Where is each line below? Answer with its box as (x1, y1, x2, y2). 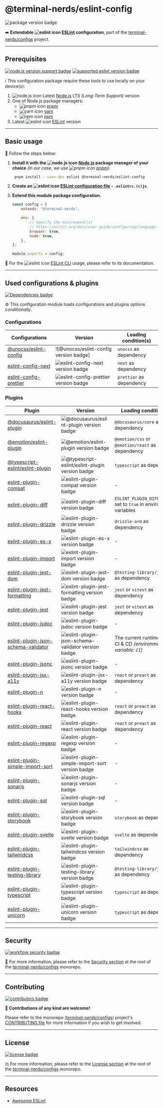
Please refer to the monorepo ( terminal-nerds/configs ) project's (5, 1015, 133, 1021)
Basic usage (5, 138, 43, 146)
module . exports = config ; (12, 251, 65, 257)
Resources (5, 1085, 38, 1093)
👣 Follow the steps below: (5, 150, 57, 156)
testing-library (7, 871, 41, 878)
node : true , (30, 233, 54, 239)
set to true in (114, 501, 144, 507)
